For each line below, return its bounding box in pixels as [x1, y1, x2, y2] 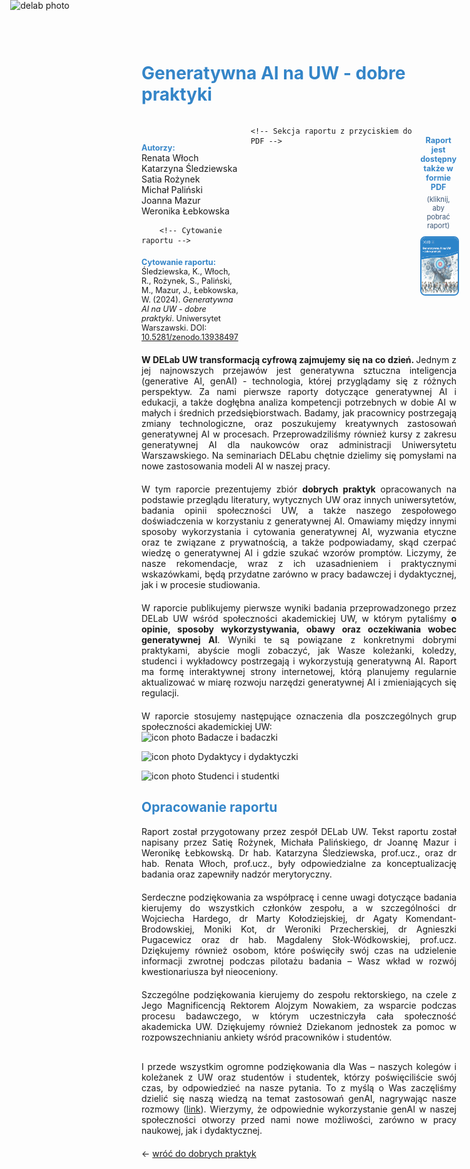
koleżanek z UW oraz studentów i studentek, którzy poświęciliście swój [141, 1071, 457, 1083]
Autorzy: [141, 142, 176, 153]
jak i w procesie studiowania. [141, 578, 261, 590]
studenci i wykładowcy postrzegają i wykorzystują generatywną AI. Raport [141, 655, 457, 667]
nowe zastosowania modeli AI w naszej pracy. [141, 460, 331, 472]
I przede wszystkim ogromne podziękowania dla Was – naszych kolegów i [141, 1060, 457, 1072]
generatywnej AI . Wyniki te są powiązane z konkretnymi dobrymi [141, 633, 457, 645]
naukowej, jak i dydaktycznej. [141, 1124, 263, 1136]
